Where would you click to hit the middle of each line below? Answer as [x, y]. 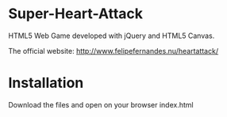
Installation [46, 83]
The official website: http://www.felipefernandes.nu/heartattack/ [113, 51]
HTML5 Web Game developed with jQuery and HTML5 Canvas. [112, 36]
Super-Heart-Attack [76, 14]
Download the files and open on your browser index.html [101, 104]
